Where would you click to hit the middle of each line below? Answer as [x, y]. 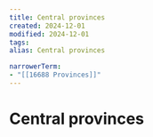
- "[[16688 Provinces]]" [55, 75]
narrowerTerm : [36, 67]
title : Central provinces [57, 17]
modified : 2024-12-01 [49, 34]
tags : [19, 42]
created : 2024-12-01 [48, 26]
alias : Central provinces [57, 51]
